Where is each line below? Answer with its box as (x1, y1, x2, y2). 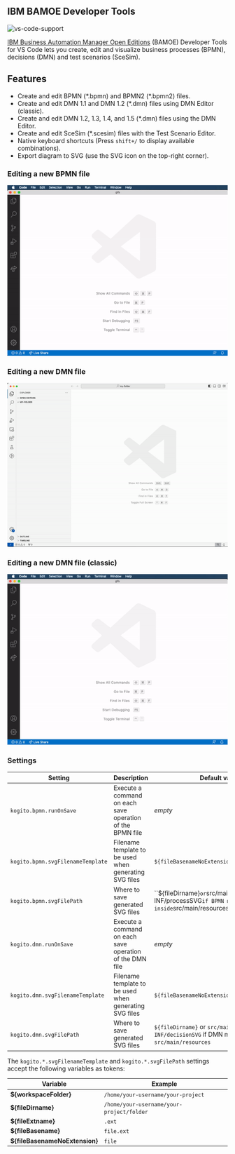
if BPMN (201, 898, 225, 905)
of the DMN (113, 954, 147, 963)
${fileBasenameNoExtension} (10, 1136, 99, 1145)
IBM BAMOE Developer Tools (7, 6, 136, 18)
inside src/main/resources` (154, 904, 232, 913)
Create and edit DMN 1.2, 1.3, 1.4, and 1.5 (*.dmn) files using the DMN (17, 114, 216, 122)
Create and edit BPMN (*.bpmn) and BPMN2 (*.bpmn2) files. (17, 91, 191, 100)
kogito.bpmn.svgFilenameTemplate (10, 858, 108, 865)
